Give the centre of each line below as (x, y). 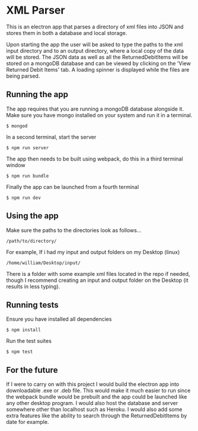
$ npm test (20, 352)
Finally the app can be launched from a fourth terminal (73, 186)
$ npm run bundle (28, 176)
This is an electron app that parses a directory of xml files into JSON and (95, 27)
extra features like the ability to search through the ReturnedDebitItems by (97, 416)
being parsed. (23, 76)
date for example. (28, 422)
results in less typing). (33, 286)
